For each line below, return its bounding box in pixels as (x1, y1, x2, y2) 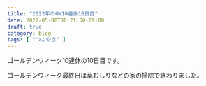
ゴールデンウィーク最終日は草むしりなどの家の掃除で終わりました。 (7, 71, 203, 80)
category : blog (7, 29, 52, 37)
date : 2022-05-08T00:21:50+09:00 (7, 17, 105, 24)
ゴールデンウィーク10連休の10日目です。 (7, 57, 124, 65)
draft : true (7, 23, 42, 30)
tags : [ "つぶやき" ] (7, 36, 66, 43)
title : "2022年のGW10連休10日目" (7, 10, 98, 17)
